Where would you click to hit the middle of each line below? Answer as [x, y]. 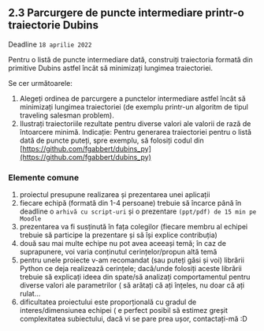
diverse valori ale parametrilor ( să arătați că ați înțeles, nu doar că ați [132, 285]
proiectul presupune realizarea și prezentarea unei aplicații [115, 195]
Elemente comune [44, 177]
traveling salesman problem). [67, 115]
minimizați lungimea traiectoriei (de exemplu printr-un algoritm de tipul [134, 106]
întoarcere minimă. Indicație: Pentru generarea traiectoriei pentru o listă [136, 132]
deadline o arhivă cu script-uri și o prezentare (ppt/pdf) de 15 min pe [138, 211]
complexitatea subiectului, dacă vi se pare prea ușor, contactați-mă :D [134, 319]
